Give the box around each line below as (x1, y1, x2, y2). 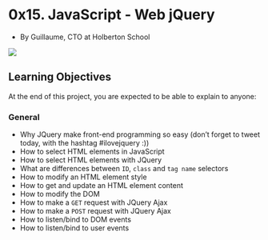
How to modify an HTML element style (19, 172, 147, 182)
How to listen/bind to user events (19, 223, 130, 233)
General (8, 111, 40, 122)
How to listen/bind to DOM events (19, 214, 132, 225)
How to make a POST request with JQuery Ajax (19, 206, 172, 216)
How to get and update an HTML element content (19, 181, 184, 190)
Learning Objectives (8, 70, 112, 84)
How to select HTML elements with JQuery (19, 155, 162, 165)
